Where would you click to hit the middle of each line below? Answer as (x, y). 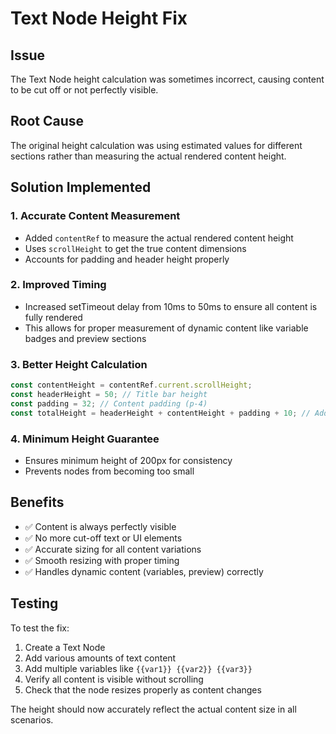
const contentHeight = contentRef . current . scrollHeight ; (131, 385)
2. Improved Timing (58, 285)
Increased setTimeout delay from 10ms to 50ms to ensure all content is (171, 306)
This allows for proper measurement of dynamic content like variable (166, 328)
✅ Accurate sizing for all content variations (113, 549)
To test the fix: (40, 628)
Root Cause (47, 121)
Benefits (37, 502)
